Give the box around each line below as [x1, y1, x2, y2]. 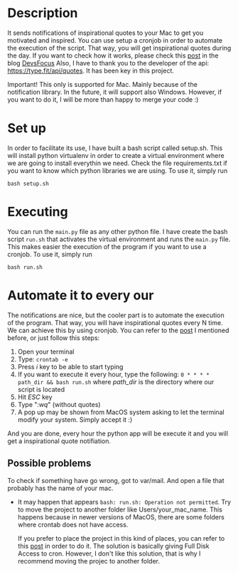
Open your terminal [17, 347, 75, 356]
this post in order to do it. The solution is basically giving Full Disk [17, 541, 210, 550]
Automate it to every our [7, 287, 154, 303]
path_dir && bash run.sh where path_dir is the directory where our [17, 377, 215, 386]
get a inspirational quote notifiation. [7, 436, 112, 445]
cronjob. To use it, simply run [7, 250, 92, 258]
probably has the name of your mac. [7, 484, 114, 492]
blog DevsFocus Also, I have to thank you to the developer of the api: [7, 58, 210, 67]
